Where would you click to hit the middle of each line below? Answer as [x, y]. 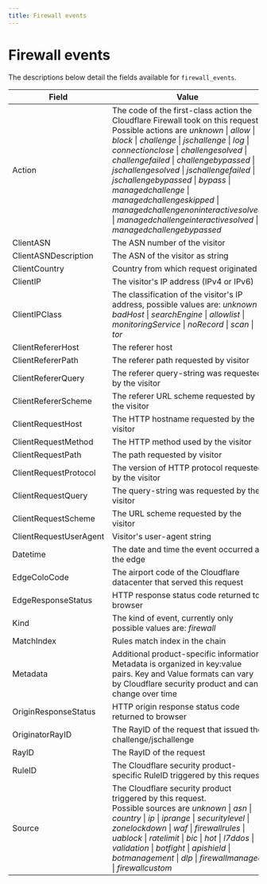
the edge [129, 559]
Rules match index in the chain [169, 640]
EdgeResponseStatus [52, 600]
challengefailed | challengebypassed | [184, 160]
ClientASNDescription [53, 256]
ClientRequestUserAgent [58, 536]
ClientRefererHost [46, 347]
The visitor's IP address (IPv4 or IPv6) [183, 281]
